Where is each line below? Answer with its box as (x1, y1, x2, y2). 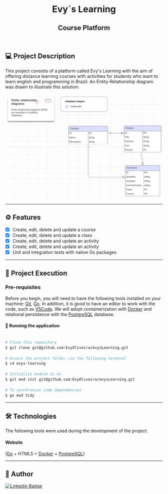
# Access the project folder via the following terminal (5, 355, 126, 361)
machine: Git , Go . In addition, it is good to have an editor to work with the (5, 300, 155, 307)
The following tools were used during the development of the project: (5, 428, 148, 434)
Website (5, 439, 23, 445)
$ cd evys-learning (5, 361, 46, 366)
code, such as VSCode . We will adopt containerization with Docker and (5, 306, 152, 312)
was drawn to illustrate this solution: (5, 84, 79, 90)
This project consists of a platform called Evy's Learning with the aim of (5, 68, 153, 74)
